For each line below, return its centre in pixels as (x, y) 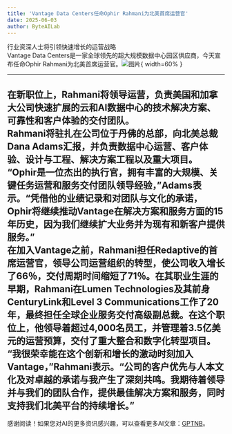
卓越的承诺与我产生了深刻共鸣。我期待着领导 (129, 380)
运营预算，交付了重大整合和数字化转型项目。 (120, 340)
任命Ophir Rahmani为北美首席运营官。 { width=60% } (98, 64)
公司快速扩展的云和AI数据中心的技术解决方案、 (116, 107)
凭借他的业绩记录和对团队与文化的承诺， (116, 198)
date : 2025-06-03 (32, 20)
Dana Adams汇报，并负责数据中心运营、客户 (103, 146)
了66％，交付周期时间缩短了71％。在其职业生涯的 (113, 276)
